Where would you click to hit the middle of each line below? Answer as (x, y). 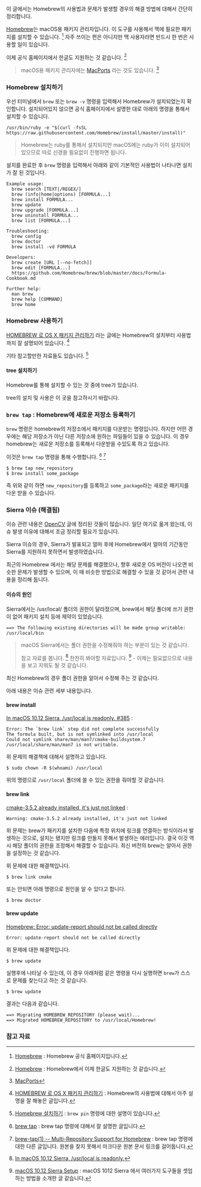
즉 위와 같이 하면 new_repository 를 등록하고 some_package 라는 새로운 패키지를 (98, 486)
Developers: (21, 257)
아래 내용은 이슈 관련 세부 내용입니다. (49, 691)
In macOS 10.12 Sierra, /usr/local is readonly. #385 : (69, 718)
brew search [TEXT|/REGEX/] (47, 189)
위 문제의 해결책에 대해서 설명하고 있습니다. (57, 757)
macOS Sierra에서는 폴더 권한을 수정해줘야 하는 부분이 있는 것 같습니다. (105, 645)
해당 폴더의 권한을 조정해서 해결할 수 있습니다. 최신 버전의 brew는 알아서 (97, 845)
